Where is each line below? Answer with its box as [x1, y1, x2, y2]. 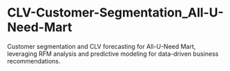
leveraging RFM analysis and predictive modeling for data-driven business [7, 50, 219, 58]
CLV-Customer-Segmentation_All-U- [7, 5, 224, 21]
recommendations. [7, 57, 61, 65]
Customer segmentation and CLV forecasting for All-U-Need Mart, [7, 42, 196, 50]
